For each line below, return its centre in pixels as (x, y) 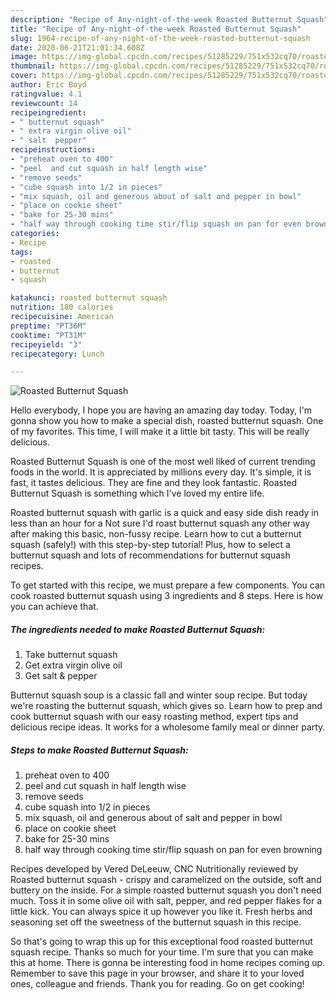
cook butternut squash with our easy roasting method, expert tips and (154, 717)
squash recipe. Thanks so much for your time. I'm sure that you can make (162, 952)
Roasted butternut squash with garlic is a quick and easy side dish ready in (165, 513)
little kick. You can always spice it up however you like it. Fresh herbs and (161, 912)
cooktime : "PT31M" (48, 335)
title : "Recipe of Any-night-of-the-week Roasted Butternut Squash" (156, 29)
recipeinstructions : (53, 150)
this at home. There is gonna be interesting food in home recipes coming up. (168, 963)
